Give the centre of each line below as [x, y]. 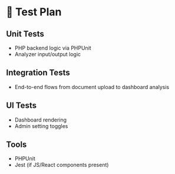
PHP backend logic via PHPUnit [53, 48]
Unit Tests [25, 34]
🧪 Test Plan [34, 12]
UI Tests [22, 106]
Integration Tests [38, 73]
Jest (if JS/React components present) [62, 165]
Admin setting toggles [41, 126]
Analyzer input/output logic [48, 54]
